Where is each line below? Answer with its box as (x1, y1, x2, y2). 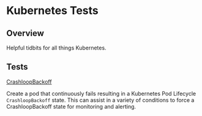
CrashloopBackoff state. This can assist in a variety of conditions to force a (6, 96, 195, 104)
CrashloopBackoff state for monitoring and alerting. (6, 103, 137, 110)
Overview (6, 28, 45, 38)
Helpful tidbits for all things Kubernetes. (6, 44, 107, 51)
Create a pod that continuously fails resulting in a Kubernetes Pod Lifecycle (6, 90, 196, 97)
